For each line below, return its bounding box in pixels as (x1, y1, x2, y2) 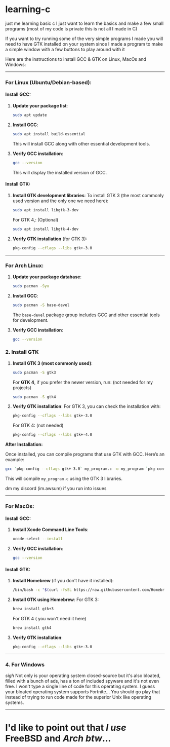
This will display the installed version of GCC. (12, 169, 107, 175)
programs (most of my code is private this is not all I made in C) (5, 25, 138, 31)
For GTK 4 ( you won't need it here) (12, 615, 87, 621)
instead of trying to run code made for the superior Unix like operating (5, 694, 152, 700)
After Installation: (5, 441, 43, 447)
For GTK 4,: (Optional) (12, 216, 59, 222)
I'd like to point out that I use (5, 722, 126, 733)
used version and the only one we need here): (12, 198, 109, 204)
